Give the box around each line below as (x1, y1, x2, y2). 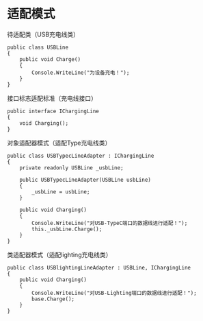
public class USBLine (7, 44, 69, 51)
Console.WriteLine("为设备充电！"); (31, 69, 130, 76)
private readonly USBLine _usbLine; (19, 164, 124, 171)
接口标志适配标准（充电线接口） (7, 94, 97, 102)
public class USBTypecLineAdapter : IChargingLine (7, 152, 154, 159)
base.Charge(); (31, 296, 75, 302)
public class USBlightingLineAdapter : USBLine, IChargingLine (7, 264, 191, 271)
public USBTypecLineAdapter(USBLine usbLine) (19, 176, 152, 183)
